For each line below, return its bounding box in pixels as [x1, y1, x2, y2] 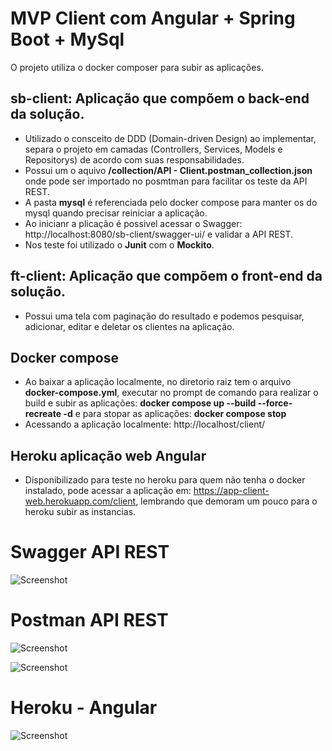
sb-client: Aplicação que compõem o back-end [10, 90, 310, 107]
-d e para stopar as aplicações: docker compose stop [63, 408, 287, 420]
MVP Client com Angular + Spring [10, 7, 296, 30]
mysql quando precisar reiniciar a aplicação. [24, 207, 208, 219]
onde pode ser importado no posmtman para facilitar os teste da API [24, 175, 308, 187]
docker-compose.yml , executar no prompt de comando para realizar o [24, 387, 319, 399]
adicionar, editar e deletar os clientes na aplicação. [24, 320, 235, 332]
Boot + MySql [10, 28, 125, 51]
